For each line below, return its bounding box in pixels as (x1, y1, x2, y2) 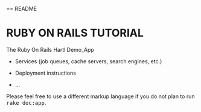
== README (6, 5, 37, 12)
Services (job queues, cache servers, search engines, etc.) (14, 57, 162, 65)
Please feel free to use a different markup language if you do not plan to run (6, 93, 195, 100)
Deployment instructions (14, 69, 77, 76)
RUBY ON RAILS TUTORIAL (6, 26, 144, 40)
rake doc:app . (6, 99, 46, 106)
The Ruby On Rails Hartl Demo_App (6, 46, 95, 53)
